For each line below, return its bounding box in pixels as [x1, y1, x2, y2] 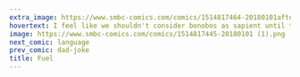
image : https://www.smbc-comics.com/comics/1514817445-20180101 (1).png [9, 29, 286, 38]
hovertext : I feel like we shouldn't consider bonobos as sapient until [9, 21, 286, 30]
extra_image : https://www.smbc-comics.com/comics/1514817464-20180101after [9, 12, 297, 22]
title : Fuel [9, 54, 54, 63]
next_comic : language [9, 37, 90, 47]
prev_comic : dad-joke [9, 46, 90, 55]
